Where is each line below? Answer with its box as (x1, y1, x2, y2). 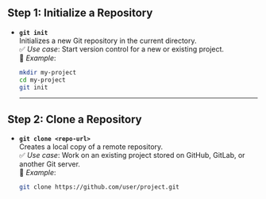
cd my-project (18, 75, 66, 84)
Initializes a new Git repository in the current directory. (18, 36, 197, 45)
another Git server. (18, 159, 81, 169)
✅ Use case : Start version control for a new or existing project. (18, 44, 224, 54)
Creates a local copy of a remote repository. (18, 142, 164, 151)
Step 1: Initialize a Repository (7, 6, 153, 20)
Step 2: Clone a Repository (7, 113, 142, 126)
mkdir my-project (18, 68, 77, 76)
